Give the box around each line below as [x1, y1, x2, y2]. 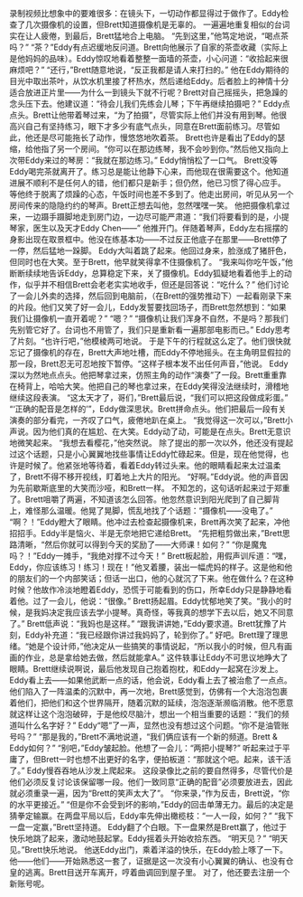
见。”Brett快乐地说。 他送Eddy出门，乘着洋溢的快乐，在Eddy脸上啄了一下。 [9, 845, 289, 855]
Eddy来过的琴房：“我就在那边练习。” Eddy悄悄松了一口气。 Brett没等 [24, 155, 278, 165]
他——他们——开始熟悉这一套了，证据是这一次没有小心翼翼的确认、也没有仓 [9, 855, 294, 866]
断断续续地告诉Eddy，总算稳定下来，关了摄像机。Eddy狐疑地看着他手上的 [9, 268, 284, 279]
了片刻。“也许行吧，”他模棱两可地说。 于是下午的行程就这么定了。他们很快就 [9, 335, 291, 346]
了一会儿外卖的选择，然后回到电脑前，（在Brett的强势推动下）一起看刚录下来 [9, 290, 292, 301]
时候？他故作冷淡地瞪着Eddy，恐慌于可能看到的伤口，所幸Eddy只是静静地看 [9, 584, 292, 595]
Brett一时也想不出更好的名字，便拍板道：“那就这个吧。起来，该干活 [40, 754, 291, 764]
